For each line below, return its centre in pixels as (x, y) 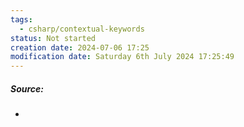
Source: (27, 88)
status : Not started (53, 38)
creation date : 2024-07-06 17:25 (80, 47)
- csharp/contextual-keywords (82, 29)
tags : (21, 19)
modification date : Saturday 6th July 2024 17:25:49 (122, 57)
